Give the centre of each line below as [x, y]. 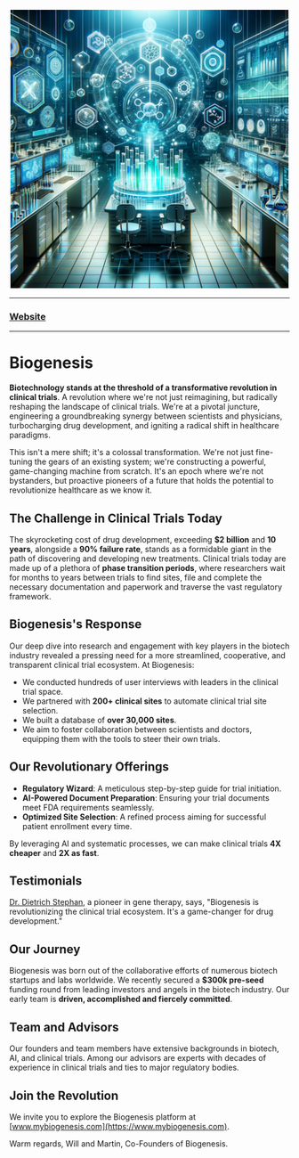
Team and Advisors [64, 1027]
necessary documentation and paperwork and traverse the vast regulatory [146, 587]
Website [28, 316]
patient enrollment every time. [77, 826]
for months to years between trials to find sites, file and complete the [136, 578]
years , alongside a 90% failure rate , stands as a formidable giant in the [140, 550]
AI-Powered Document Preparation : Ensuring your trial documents [145, 797]
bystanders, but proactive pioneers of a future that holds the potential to [141, 481]
